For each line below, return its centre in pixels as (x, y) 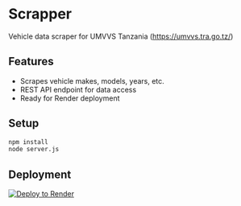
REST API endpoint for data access (78, 89)
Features (31, 62)
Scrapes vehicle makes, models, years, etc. (92, 80)
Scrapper (40, 14)
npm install (28, 142)
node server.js (34, 150)
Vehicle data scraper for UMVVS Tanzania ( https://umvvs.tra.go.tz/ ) (121, 36)
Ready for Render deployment (70, 98)
